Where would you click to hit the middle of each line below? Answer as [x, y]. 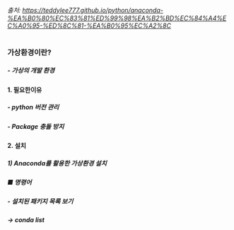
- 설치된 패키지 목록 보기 [40, 202]
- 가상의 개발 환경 [31, 71]
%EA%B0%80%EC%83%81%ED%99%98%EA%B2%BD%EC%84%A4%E [117, 18]
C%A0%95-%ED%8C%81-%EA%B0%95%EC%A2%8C [89, 25]
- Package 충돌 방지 [36, 126]
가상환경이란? [29, 52]
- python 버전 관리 [33, 107]
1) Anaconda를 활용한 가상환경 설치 [57, 163]
